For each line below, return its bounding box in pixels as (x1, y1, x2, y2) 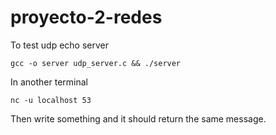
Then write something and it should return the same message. (10, 112, 267, 125)
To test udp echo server (10, 39, 109, 51)
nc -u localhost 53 (10, 95, 92, 105)
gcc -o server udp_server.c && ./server (10, 58, 182, 68)
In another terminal (10, 76, 88, 88)
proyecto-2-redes (10, 6, 163, 29)
